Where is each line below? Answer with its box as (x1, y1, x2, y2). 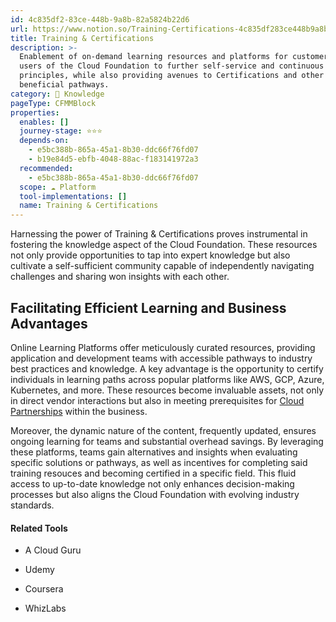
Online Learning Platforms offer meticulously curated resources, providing (10, 341, 316, 353)
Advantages (10, 315, 88, 332)
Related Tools (10, 522, 68, 534)
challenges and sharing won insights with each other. (10, 271, 230, 283)
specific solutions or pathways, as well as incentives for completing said (10, 456, 308, 468)
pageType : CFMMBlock (10, 98, 97, 108)
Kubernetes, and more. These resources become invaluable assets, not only (10, 384, 325, 396)
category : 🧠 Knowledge (10, 89, 105, 99)
